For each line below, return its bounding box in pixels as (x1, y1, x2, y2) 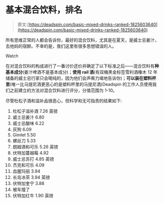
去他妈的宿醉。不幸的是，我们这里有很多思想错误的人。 (5, 43, 116, 49)
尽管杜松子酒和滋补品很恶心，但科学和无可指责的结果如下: (5, 98, 122, 103)
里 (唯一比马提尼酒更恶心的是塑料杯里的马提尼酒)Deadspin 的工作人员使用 (5, 81, 153, 87)
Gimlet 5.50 (12, 132, 36, 138)
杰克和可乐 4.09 (12, 162, 45, 168)
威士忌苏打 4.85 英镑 (12, 156, 54, 162)
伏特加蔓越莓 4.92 (12, 150, 49, 156)
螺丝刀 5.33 (12, 138, 36, 143)
